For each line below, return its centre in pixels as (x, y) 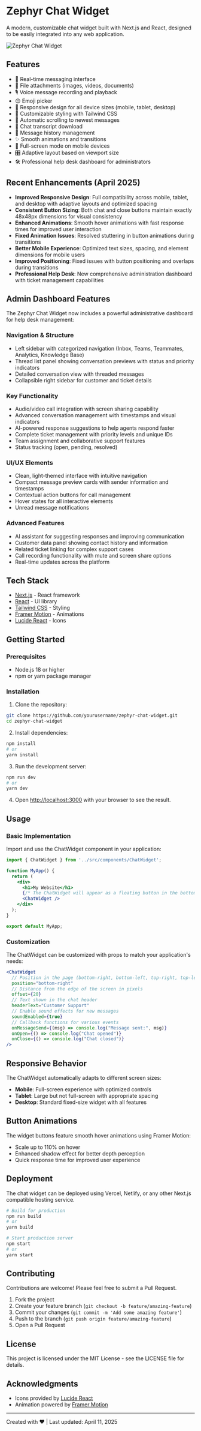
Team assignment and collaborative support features (80, 441)
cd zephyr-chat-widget (34, 722)
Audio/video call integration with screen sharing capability (86, 409)
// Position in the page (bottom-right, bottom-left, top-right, (95, 978)
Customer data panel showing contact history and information (91, 543)
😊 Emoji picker (33, 101)
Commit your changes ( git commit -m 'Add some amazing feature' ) (98, 1312)
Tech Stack (28, 580)
